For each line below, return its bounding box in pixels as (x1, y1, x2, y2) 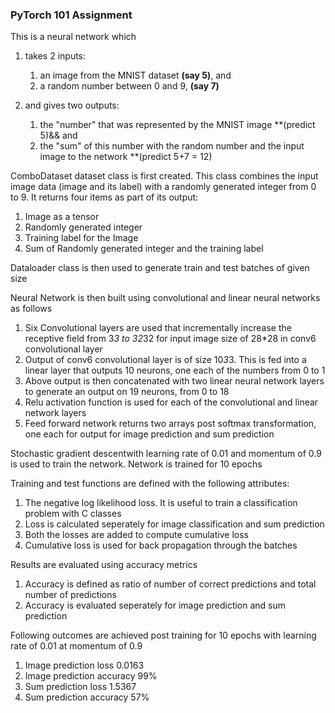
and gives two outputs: (24, 99, 120, 112)
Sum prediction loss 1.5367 (24, 681, 137, 693)
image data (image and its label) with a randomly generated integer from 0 (10, 181, 317, 193)
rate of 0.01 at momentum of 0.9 (10, 640, 143, 652)
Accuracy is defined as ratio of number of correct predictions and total (24, 578, 317, 590)
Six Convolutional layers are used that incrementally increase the (24, 322, 292, 334)
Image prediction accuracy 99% (24, 670, 158, 682)
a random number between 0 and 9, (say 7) (39, 80, 220, 92)
